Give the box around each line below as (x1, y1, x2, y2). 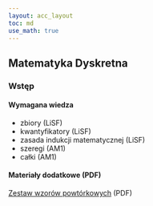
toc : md (8, 19, 34, 27)
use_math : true (8, 26, 59, 34)
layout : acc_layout (8, 11, 74, 20)
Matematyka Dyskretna (8, 56, 128, 70)
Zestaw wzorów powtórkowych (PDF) (8, 188, 133, 198)
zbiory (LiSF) (19, 118, 62, 127)
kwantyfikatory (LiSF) (19, 126, 92, 136)
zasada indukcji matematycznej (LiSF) (19, 135, 146, 144)
